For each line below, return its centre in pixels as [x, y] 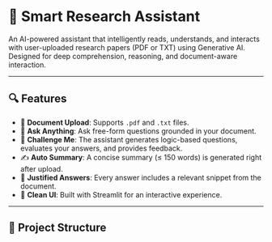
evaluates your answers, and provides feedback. [101, 148]
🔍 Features [38, 99]
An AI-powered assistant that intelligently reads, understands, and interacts [134, 39]
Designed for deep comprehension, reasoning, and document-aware [123, 56]
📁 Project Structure [57, 228]
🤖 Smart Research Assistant [104, 17]
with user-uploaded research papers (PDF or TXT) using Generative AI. [127, 47]
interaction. [28, 65]
